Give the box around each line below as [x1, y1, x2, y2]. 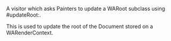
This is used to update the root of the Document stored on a [6, 23, 153, 30]
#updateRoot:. [6, 11, 41, 18]
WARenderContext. [6, 29, 54, 36]
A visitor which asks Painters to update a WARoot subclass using [6, 5, 166, 12]
